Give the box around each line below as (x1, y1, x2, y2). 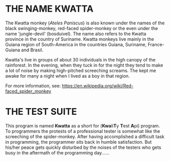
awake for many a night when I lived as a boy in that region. (5, 73, 130, 79)
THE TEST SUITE (5, 106, 77, 117)
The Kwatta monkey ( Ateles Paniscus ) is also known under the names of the (5, 20, 165, 26)
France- (147, 41, 164, 47)
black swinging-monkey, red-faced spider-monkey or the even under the (5, 25, 158, 31)
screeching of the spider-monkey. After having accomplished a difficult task (5, 133, 164, 140)
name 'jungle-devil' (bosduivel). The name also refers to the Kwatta (5, 30, 147, 37)
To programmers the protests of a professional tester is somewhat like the (5, 128, 160, 134)
